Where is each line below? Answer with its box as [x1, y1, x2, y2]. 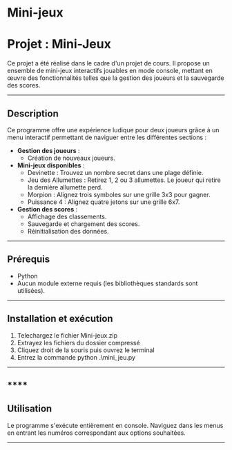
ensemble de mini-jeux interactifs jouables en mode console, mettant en [7, 67, 213, 75]
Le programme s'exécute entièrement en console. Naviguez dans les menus [7, 421, 224, 429]
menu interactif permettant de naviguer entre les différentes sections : [7, 133, 207, 141]
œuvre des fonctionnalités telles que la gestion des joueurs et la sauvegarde [7, 74, 224, 82]
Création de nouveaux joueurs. [27, 154, 116, 162]
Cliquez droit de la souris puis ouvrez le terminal [17, 346, 155, 354]
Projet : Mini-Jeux [7, 37, 112, 52]
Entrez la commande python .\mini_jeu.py [17, 353, 136, 361]
